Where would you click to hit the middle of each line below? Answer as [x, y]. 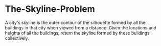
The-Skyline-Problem [50, 9]
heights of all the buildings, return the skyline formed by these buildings [78, 33]
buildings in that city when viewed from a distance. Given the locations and [81, 27]
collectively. [17, 38]
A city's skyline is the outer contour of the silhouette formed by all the [75, 23]
